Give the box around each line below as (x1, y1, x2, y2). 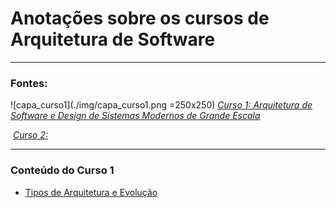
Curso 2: (12, 129, 49, 141)
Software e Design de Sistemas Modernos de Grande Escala (10, 110, 261, 122)
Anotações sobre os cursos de (10, 7, 270, 30)
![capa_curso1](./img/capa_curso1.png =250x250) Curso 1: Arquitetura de (10, 99, 313, 111)
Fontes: (10, 76, 48, 90)
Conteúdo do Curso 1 (10, 163, 115, 177)
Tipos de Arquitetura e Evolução (24, 186, 158, 198)
